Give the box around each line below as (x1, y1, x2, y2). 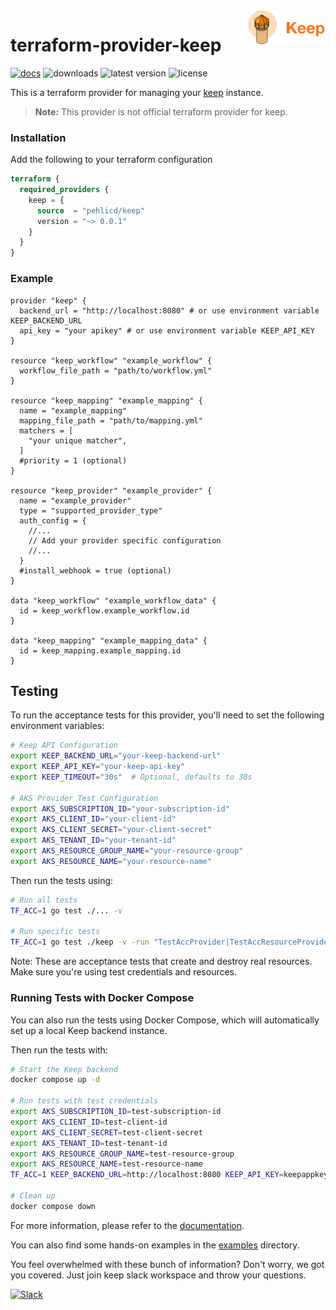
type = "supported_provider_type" (19, 505, 163, 516)
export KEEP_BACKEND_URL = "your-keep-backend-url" (10, 751, 222, 761)
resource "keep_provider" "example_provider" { (10, 485, 213, 496)
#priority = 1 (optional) (19, 455, 128, 466)
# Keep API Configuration (10, 740, 118, 751)
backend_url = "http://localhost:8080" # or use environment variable (19, 305, 320, 316)
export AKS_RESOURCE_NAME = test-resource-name (10, 1159, 203, 1169)
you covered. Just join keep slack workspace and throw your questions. (10, 1269, 307, 1281)
